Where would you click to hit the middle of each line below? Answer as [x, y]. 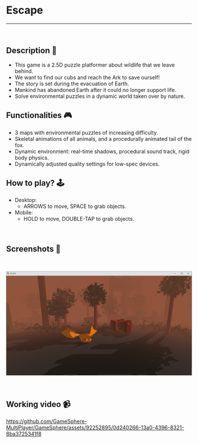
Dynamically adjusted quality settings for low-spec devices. [87, 164]
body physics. [32, 157]
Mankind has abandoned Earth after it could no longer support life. [95, 90]
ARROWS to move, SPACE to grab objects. [75, 206]
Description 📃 [32, 51]
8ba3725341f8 [24, 434]
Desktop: [26, 200]
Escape [25, 10]
